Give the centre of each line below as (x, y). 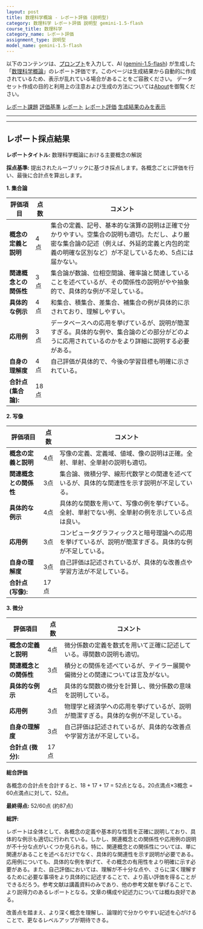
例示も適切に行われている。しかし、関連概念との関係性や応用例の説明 (109, 839)
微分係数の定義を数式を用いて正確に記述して (128, 645)
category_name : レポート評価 (40, 34)
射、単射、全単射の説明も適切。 (105, 462)
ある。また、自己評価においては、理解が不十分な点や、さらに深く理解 (104, 869)
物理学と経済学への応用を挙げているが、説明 (128, 706)
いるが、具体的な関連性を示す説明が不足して (123, 483)
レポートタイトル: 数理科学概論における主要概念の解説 (74, 154)
